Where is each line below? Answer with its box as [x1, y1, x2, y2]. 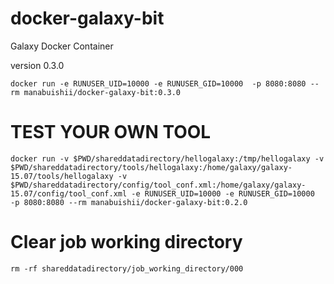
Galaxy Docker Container [10, 40, 114, 52]
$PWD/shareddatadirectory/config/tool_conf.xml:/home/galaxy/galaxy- [10, 180, 307, 190]
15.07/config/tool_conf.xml [10, 188, 128, 199]
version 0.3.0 [10, 59, 65, 71]
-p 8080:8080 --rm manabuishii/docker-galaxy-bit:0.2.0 [10, 197, 248, 207]
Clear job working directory [10, 231, 243, 254]
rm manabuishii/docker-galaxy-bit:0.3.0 [10, 87, 182, 97]
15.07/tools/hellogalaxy [10, 171, 114, 181]
